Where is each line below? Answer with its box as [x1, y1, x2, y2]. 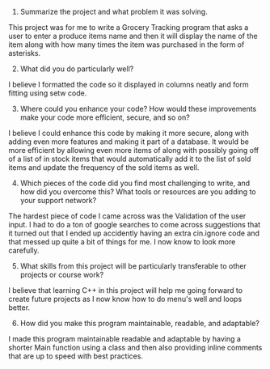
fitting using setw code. [8, 88, 87, 98]
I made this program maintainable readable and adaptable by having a [8, 334, 241, 343]
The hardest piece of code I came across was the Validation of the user [8, 211, 247, 221]
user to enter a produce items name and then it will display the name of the [8, 32, 259, 40]
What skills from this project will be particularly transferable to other [19, 261, 247, 270]
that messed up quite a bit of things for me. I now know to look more [8, 237, 236, 246]
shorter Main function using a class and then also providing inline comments [8, 343, 263, 352]
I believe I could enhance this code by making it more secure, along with [8, 129, 249, 138]
